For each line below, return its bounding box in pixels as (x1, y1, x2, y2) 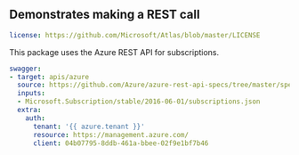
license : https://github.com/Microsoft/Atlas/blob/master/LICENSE (9, 30, 261, 39)
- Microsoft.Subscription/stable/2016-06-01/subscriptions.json (17, 97, 261, 106)
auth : (25, 113, 46, 123)
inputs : (17, 89, 46, 98)
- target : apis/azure (9, 72, 90, 81)
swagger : (9, 64, 42, 73)
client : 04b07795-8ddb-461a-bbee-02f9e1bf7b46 (32, 138, 209, 148)
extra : (17, 106, 42, 115)
